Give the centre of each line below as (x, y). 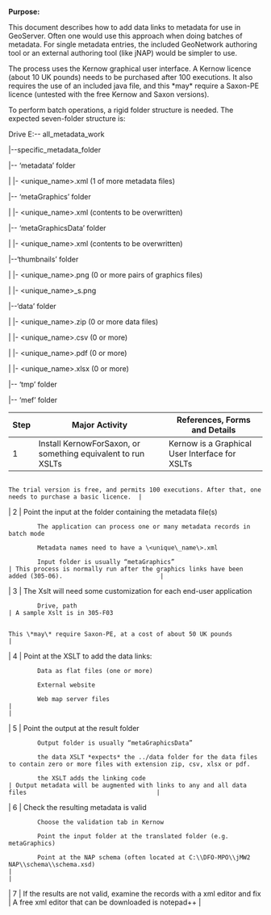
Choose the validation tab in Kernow (100, 822)
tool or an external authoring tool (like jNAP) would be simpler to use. (123, 53)
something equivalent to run (92, 453)
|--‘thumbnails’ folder (44, 259)
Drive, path (58, 606)
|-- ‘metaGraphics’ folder (50, 196)
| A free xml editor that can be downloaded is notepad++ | (105, 902)
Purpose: (24, 12)
